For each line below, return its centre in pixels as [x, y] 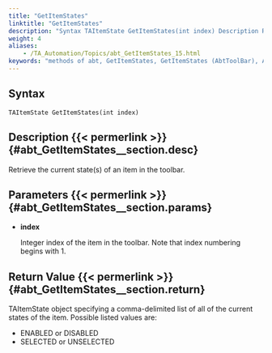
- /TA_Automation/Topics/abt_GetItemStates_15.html [112, 53]
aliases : [23, 46]
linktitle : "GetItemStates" [56, 23]
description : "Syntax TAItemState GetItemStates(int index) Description [134, 31]
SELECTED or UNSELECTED [67, 342]
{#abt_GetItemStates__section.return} [107, 289]
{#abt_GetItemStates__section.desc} [104, 150]
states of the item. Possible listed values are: [83, 317]
